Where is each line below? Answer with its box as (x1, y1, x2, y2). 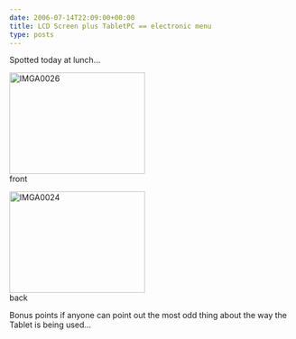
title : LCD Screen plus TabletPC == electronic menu (9, 22, 212, 31)
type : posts (9, 30, 54, 39)
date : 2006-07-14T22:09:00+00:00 (9, 13, 135, 23)
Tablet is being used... (9, 319, 92, 330)
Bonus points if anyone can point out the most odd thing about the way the (9, 310, 287, 321)
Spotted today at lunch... (9, 55, 101, 66)
